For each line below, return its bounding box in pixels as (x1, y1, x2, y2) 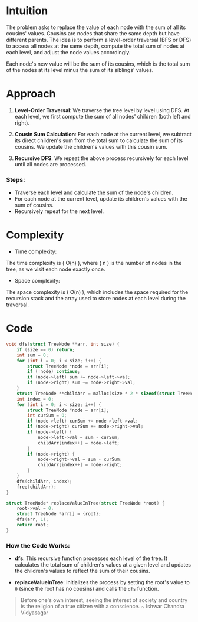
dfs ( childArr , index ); (16, 478, 72, 484)
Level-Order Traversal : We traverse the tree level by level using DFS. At (14, 106, 190, 113)
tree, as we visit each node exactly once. (6, 266, 105, 273)
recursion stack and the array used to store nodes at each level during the (6, 295, 186, 302)
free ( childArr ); (16, 484, 57, 490)
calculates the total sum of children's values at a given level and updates (14, 561, 192, 568)
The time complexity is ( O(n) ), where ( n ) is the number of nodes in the (6, 260, 182, 267)
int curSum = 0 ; (27, 413, 67, 418)
